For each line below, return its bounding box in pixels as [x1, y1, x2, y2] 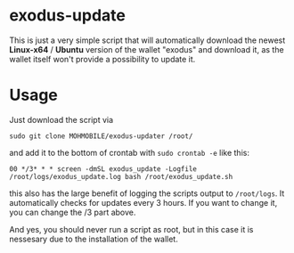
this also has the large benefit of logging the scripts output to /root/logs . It [9, 188, 285, 199]
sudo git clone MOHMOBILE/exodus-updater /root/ [9, 131, 193, 141]
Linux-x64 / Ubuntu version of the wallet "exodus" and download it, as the [9, 44, 284, 54]
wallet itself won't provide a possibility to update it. [9, 53, 196, 64]
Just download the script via [9, 114, 114, 125]
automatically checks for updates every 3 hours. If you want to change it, [9, 197, 278, 208]
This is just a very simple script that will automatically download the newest [9, 35, 286, 45]
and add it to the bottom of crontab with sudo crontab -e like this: [9, 147, 249, 158]
